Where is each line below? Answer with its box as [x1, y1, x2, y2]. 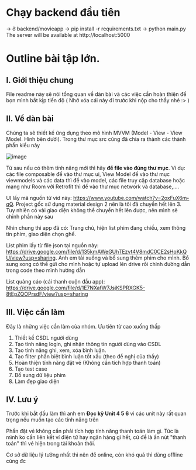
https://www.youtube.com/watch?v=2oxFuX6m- [73, 194, 190, 201]
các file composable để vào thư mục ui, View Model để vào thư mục [6, 170, 170, 178]
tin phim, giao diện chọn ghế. [6, 230, 77, 237]
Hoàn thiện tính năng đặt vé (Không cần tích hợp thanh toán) [14, 359, 161, 366]
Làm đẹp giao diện [14, 378, 60, 385]
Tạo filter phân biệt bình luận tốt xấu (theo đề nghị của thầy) [14, 352, 159, 360]
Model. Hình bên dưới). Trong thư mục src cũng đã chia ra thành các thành [6, 135, 186, 143]
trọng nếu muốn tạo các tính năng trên [6, 416, 99, 423]
